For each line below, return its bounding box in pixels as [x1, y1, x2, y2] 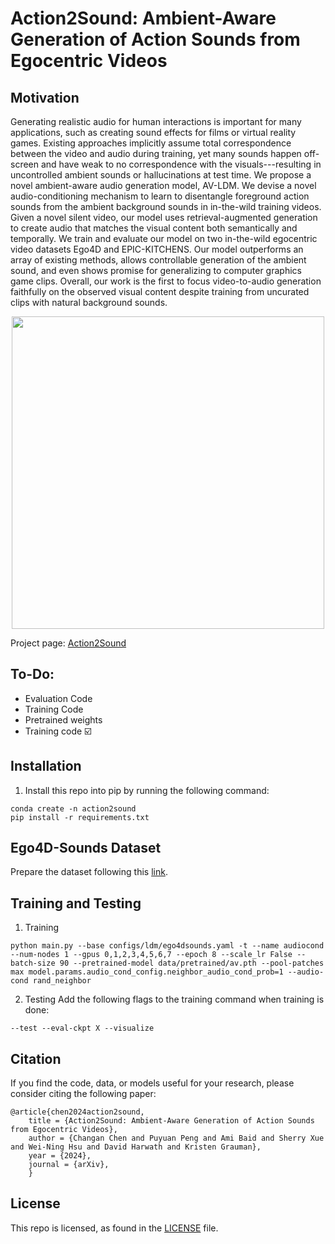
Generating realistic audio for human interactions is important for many [10, 116, 302, 127]
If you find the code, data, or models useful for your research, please [10, 1077, 295, 1089]
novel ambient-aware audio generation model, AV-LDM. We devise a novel [10, 180, 317, 191]
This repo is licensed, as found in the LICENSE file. [10, 1222, 219, 1234]
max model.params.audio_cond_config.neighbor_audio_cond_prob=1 [10, 967, 284, 977]
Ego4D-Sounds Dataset [10, 840, 162, 857]
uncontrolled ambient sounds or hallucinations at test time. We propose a [10, 169, 312, 181]
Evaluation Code [24, 692, 93, 704]
